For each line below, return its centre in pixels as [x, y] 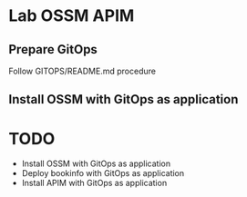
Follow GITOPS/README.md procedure [82, 71]
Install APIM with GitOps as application [94, 183]
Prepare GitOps [53, 49]
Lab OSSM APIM [72, 16]
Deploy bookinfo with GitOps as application [103, 173]
